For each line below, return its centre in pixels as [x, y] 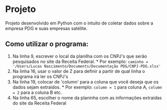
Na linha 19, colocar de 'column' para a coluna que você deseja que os [86, 81]
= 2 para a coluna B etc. [37, 92]
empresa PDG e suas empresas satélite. [46, 28]
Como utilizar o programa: [47, 44]
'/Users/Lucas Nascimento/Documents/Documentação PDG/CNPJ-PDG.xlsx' [87, 66]
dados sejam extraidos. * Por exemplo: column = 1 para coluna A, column [87, 87]
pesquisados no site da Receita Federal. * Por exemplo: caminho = [80, 61]
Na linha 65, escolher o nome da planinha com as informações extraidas [87, 97]
